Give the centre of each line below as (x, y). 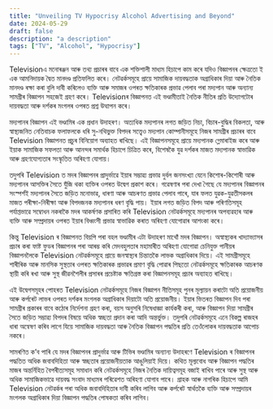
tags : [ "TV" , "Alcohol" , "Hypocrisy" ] (75, 46)
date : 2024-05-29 (39, 24)
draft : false (31, 31)
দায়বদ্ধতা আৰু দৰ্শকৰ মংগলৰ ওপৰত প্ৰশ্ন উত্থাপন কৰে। (71, 106)
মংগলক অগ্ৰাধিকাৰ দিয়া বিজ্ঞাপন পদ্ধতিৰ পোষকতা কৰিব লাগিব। (80, 398)
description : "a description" (61, 39)
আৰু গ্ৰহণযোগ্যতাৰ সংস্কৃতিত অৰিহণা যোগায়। (61, 159)
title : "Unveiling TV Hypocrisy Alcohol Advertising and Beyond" (122, 16)
